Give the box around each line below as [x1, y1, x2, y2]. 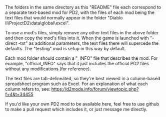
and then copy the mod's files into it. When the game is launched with [5, 35, 149, 41]
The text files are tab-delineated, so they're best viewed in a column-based [5, 76, 160, 81]
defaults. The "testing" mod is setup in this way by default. [5, 46, 126, 51]
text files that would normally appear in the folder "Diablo [5, 15, 123, 20]
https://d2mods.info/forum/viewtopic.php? [51, 86, 139, 92]
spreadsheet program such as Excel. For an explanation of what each [5, 81, 148, 87]
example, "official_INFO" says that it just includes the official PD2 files [5, 61, 149, 66]
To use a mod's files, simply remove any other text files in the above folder [5, 30, 159, 35]
